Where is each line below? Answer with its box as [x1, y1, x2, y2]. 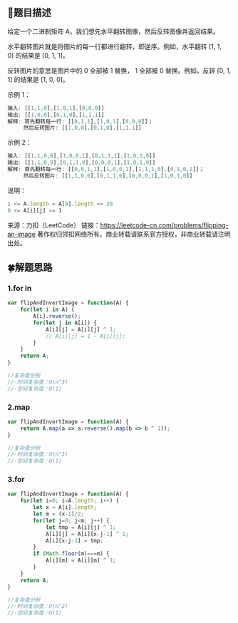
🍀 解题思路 [7, 261, 53, 273]
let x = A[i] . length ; [33, 504, 98, 511]
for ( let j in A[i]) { [33, 319, 98, 326]
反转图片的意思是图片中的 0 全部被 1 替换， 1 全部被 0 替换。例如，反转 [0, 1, [7, 66, 232, 75]
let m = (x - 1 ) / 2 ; [33, 510, 84, 518]
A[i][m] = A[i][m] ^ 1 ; [45, 557, 116, 565]
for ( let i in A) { [20, 306, 75, 314]
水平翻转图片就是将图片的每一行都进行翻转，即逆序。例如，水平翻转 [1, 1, [7, 42, 222, 51]
